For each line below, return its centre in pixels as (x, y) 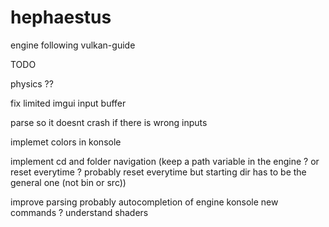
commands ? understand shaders (79, 212)
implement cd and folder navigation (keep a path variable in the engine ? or (165, 161)
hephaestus (61, 17)
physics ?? (32, 83)
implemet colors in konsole (66, 142)
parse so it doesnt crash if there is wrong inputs (109, 122)
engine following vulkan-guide (73, 45)
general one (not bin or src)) (68, 182)
